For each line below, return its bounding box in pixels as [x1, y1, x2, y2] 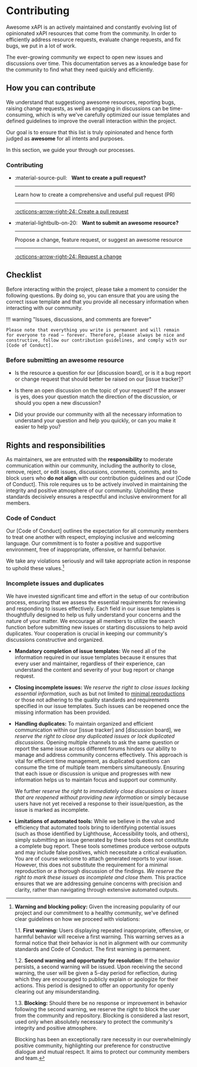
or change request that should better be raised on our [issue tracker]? [14, 375, 184, 382]
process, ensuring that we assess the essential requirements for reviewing [6, 599, 186, 606]
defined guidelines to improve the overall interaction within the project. [6, 117, 177, 124]
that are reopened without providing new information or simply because [14, 794, 189, 801]
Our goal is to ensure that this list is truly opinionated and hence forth [6, 128, 174, 136]
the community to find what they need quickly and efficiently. [6, 66, 154, 73]
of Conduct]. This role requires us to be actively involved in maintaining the [6, 480, 188, 487]
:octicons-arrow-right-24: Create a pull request [14, 208, 129, 215]
